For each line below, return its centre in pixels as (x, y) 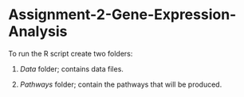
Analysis (38, 31)
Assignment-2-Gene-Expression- (122, 15)
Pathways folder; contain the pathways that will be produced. (121, 84)
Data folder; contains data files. (71, 68)
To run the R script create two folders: (71, 53)
